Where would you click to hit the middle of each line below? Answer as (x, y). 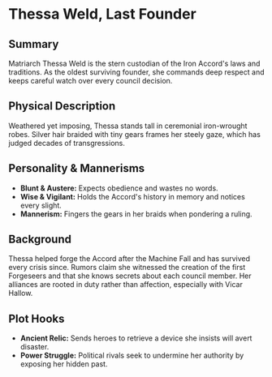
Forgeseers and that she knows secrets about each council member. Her (130, 276)
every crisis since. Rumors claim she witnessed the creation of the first (127, 268)
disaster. (35, 347)
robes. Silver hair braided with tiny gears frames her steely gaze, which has (135, 134)
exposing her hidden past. (64, 364)
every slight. (41, 205)
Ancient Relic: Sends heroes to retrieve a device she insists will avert (136, 338)
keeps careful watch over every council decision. (91, 81)
